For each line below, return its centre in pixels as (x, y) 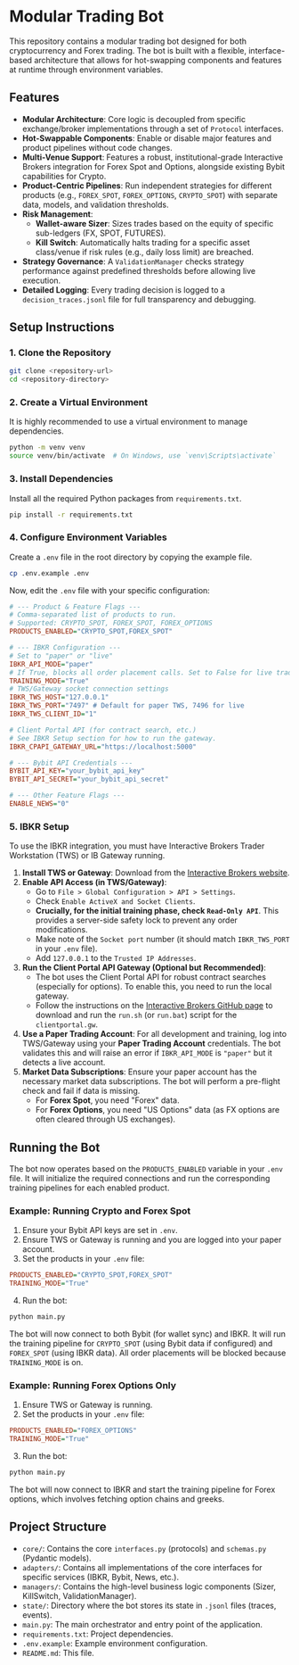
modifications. (61, 930)
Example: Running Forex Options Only (93, 1385)
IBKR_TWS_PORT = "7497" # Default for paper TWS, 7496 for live (127, 706)
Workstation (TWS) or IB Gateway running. (87, 856)
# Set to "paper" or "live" (61, 656)
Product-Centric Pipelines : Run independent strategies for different (147, 186)
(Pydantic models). (57, 1558)
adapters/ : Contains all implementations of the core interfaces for (142, 1567)
